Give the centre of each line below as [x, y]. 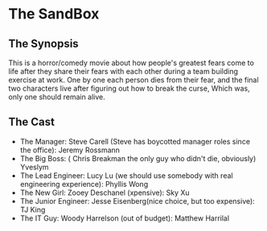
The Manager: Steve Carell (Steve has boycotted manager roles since [135, 141]
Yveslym [35, 167]
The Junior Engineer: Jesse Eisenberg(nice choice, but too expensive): [137, 201]
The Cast [31, 122]
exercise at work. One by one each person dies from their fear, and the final [133, 80]
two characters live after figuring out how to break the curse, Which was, [129, 88]
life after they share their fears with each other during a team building [123, 71]
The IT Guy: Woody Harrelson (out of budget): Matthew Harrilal [125, 218]
